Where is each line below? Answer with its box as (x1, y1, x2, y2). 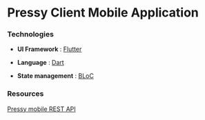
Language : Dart (17, 59, 64, 67)
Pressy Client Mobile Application (7, 5, 199, 21)
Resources (7, 89, 44, 99)
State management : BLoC (17, 72, 95, 80)
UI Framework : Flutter (17, 45, 82, 53)
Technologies (7, 30, 54, 39)
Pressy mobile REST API (7, 105, 76, 113)
